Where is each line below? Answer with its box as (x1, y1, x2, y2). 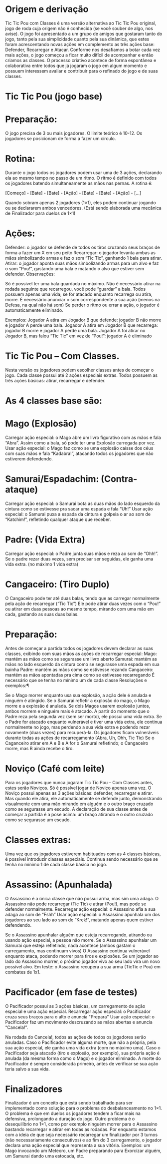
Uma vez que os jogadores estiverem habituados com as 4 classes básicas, (5, 851, 161, 857)
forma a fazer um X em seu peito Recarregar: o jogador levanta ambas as (5, 249, 156, 256)
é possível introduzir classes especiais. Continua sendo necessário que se (5, 856, 158, 862)
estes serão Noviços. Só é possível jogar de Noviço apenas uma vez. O (5, 785, 152, 791)
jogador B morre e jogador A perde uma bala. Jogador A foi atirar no (5, 327, 146, 333)
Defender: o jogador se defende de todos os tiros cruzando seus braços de (5, 244, 161, 250)
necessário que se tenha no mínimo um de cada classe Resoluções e (5, 677, 147, 683)
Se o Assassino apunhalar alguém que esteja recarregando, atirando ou (5, 932, 153, 938)
